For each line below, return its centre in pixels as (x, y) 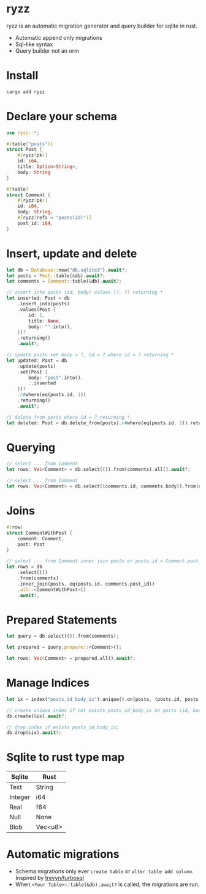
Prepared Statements (62, 620)
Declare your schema (62, 116)
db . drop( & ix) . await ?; (34, 733)
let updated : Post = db (37, 361)
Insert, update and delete (72, 254)
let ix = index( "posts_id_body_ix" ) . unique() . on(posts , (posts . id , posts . (104, 699)
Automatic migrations (63, 854)
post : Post (31, 544)
